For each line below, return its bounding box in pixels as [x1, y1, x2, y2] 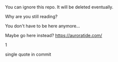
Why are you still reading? [5, 14, 58, 19]
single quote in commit [5, 51, 52, 57]
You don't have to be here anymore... [5, 23, 80, 29]
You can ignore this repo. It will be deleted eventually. [5, 4, 114, 10]
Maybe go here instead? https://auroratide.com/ [5, 33, 102, 38]
